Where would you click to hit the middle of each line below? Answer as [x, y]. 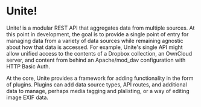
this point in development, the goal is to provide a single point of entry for [97, 34]
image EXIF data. [27, 97]
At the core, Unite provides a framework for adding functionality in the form [100, 78]
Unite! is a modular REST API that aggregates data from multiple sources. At [101, 28]
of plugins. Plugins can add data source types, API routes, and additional [97, 84]
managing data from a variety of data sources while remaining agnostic [95, 41]
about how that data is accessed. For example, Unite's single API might [94, 47]
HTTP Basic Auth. [28, 66]
